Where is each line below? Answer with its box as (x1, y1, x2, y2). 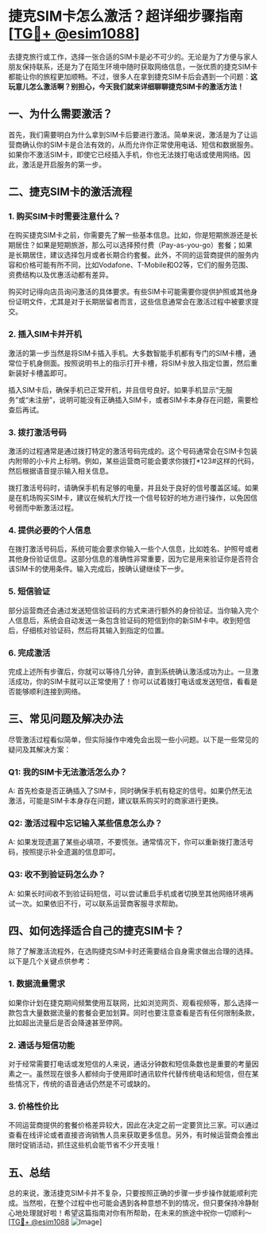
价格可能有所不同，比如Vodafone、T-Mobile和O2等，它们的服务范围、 (21, 260, 253, 270)
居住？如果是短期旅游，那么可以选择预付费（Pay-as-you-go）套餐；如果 (14, 240, 253, 250)
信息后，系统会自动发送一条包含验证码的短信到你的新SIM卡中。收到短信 (14, 615, 251, 625)
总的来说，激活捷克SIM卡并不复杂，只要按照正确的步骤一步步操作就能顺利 (8, 1189, 251, 1198)
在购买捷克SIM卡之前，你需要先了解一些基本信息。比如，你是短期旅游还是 (8, 230, 251, 240)
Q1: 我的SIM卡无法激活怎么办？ (8, 766, 128, 777)
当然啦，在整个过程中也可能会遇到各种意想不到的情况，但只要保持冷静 (21, 1198, 252, 1208)
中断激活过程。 (29, 503, 78, 513)
